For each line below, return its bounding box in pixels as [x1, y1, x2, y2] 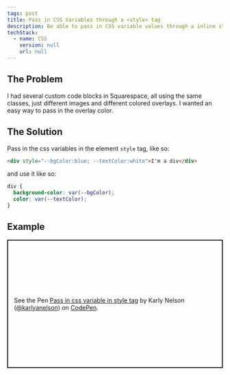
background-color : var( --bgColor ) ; [13, 190, 115, 196]
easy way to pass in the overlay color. [7, 106, 114, 114]
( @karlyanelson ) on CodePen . [14, 303, 99, 311]
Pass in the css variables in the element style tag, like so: [7, 144, 170, 153]
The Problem [7, 73, 63, 86]
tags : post [7, 10, 38, 17]
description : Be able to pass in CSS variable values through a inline [7, 23, 216, 29]
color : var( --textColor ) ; [13, 196, 88, 203]
